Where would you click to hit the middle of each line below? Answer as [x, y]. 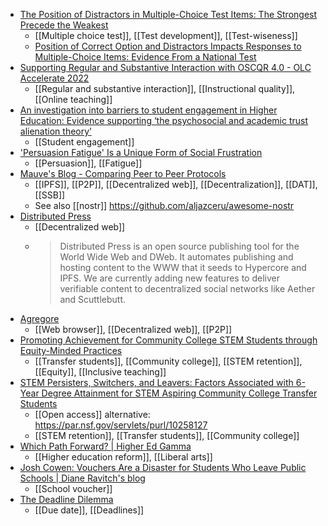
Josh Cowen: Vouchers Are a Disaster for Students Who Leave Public [163, 467]
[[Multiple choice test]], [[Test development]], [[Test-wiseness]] [166, 35]
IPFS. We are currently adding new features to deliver [169, 278]
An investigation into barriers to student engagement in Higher [148, 110]
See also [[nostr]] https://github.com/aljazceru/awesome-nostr [164, 205]
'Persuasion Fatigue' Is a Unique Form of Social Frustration [141, 152]
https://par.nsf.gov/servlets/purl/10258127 [121, 425]
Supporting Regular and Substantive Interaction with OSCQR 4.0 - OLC [165, 67]
